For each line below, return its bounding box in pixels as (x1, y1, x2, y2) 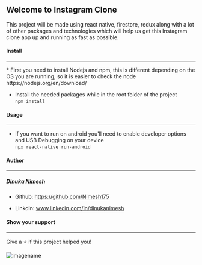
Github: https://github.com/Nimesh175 (14, 193, 109, 201)
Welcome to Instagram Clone (6, 5, 117, 15)
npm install (14, 99, 45, 105)
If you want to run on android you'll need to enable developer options (14, 130, 186, 137)
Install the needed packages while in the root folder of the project (14, 91, 177, 98)
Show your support (6, 218, 55, 225)
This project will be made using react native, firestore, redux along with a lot (6, 20, 194, 28)
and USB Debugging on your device (14, 137, 104, 144)
